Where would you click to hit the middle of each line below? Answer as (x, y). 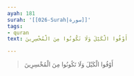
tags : (15, 26)
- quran (18, 33)
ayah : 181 (21, 13)
